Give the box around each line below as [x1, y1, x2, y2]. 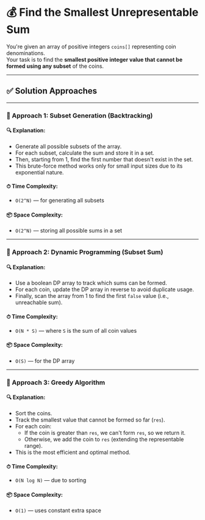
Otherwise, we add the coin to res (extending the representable [24, 436, 184, 443]
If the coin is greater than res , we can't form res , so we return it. [24, 429, 186, 436]
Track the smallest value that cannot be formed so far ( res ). [15, 416, 165, 423]
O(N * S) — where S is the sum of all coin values [15, 327, 137, 334]
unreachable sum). [15, 299, 63, 306]
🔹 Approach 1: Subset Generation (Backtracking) [6, 111, 153, 120]
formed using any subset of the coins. [6, 62, 104, 70]
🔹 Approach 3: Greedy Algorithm [6, 378, 106, 387]
